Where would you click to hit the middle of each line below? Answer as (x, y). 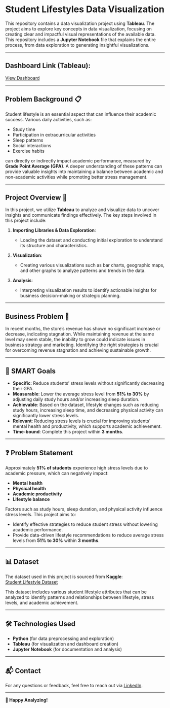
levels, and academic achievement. (42, 602)
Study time (24, 129)
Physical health (29, 488)
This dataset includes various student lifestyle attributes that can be (76, 592)
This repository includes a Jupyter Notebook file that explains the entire (80, 40)
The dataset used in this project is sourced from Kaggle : (64, 577)
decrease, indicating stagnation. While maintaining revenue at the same (80, 334)
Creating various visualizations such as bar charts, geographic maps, (92, 265)
